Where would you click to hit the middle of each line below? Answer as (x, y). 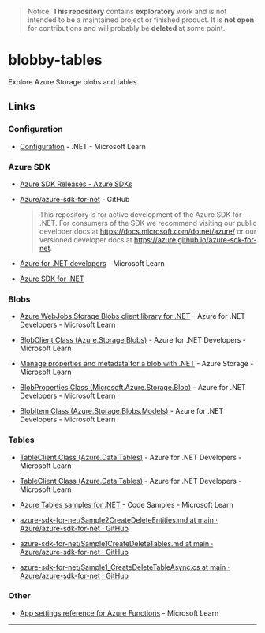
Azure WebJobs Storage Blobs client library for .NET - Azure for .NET (132, 316)
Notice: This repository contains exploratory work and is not (127, 11)
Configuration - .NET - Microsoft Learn (82, 146)
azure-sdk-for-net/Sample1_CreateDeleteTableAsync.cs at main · (125, 567)
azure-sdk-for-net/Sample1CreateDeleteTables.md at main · (116, 543)
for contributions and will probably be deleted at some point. (126, 28)
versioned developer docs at (86, 239)
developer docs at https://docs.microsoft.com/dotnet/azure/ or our (148, 231)
